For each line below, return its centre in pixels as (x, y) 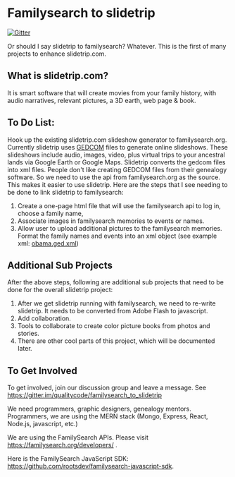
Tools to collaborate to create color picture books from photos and (114, 326)
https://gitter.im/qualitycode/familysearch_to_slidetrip (85, 395)
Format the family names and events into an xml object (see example (117, 236)
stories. (28, 334)
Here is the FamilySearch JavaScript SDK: (68, 459)
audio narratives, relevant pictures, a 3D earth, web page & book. (102, 100)
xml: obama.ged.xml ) (48, 243)
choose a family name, (50, 213)
